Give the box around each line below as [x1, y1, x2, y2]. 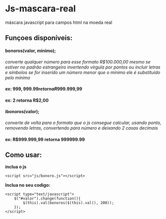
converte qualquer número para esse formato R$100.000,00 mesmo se [5, 59, 151, 65]
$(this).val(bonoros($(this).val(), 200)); [23, 201, 114, 206]
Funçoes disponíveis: [5, 34, 73, 42]
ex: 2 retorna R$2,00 [5, 97, 49, 103]
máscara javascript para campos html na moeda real [5, 19, 112, 25]
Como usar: [5, 150, 42, 159]
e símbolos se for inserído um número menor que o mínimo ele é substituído [5, 69, 161, 75]
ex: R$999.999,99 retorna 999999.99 [5, 136, 85, 142]
